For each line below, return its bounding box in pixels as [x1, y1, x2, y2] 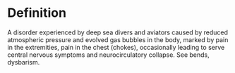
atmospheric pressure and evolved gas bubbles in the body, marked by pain [7, 35, 229, 44]
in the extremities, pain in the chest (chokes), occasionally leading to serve [7, 43, 225, 51]
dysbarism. [7, 58, 40, 66]
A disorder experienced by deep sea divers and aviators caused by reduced [7, 28, 228, 36]
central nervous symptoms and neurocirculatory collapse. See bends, [7, 51, 210, 59]
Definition [7, 5, 67, 21]
